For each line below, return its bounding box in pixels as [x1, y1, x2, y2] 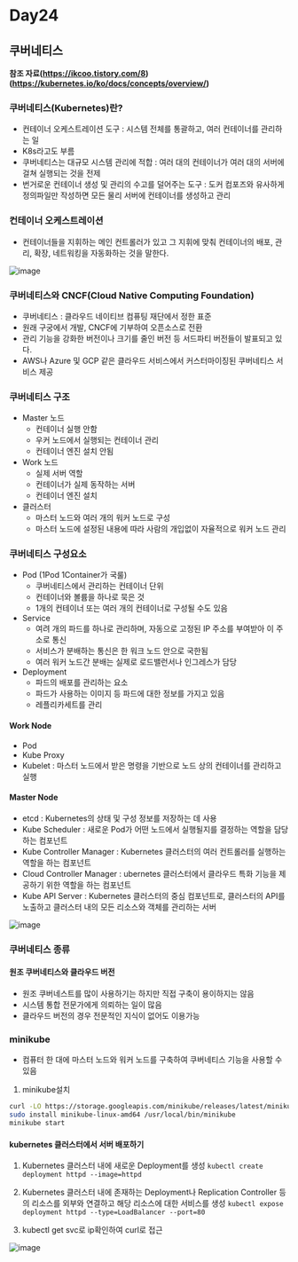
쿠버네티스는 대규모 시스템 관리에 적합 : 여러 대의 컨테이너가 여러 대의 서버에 [21, 157, 286, 168]
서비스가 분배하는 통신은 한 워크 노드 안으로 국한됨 [35, 645, 208, 657]
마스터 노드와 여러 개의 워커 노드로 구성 [35, 512, 171, 524]
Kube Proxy [21, 749, 65, 760]
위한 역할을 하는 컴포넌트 [45, 879, 131, 890]
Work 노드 [21, 457, 59, 468]
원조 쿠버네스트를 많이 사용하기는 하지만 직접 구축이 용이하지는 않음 [21, 989, 255, 999]
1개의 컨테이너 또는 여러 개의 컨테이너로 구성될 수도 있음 [35, 603, 228, 613]
